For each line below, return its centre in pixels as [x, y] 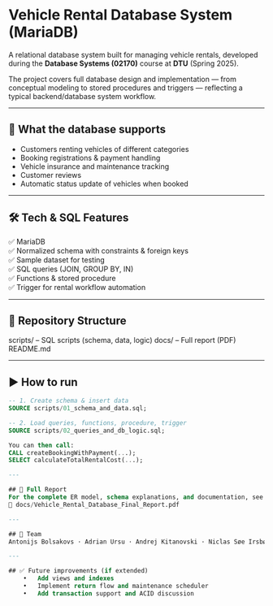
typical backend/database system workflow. [82, 96]
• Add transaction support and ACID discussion [109, 593]
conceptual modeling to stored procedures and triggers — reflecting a [126, 88]
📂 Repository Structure [67, 320]
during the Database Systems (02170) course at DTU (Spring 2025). [124, 63]
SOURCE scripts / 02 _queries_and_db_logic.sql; [87, 431]
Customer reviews [51, 175]
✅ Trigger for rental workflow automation [77, 287]
